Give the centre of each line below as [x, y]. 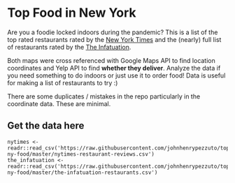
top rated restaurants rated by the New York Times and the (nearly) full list [114, 39]
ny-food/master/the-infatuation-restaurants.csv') [83, 173]
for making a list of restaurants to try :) [63, 82]
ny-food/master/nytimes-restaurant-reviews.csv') [81, 154]
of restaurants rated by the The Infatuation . [69, 47]
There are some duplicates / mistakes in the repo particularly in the [104, 96]
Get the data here [46, 126]
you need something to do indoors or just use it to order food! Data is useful [116, 75]
